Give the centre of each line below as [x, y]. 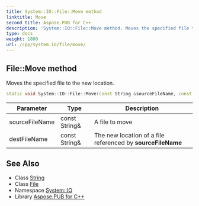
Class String [30, 178]
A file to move [113, 122]
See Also [23, 163]
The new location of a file [129, 135]
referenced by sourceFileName [138, 143]
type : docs [20, 34]
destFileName [28, 139]
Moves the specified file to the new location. [60, 83]
